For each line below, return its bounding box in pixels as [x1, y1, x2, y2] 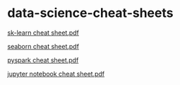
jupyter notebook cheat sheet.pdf [7, 69, 104, 78]
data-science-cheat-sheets [7, 5, 174, 21]
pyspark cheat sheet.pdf [7, 55, 79, 64]
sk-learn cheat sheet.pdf [7, 28, 80, 37]
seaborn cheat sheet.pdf [7, 42, 80, 50]
